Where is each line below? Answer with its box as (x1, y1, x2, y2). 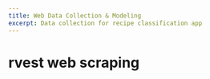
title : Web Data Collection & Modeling (8, 11, 142, 20)
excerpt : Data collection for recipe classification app (8, 19, 203, 27)
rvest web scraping (8, 53, 140, 72)
